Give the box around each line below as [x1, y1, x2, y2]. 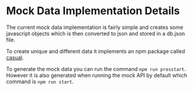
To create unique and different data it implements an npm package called [6, 47, 185, 54]
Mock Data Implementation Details [6, 4, 180, 18]
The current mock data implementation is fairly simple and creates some [6, 24, 183, 31]
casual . [6, 54, 24, 61]
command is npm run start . [6, 78, 74, 85]
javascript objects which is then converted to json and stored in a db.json [6, 30, 185, 37]
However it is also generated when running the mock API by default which [6, 71, 188, 79]
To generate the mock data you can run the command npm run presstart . [6, 65, 186, 72]
